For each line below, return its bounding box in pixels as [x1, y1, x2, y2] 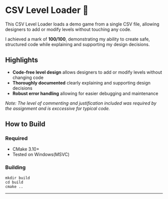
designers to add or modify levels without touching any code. [5, 26, 131, 32]
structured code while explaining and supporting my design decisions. [5, 41, 150, 47]
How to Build [5, 120, 46, 128]
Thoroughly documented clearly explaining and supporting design [12, 79, 151, 85]
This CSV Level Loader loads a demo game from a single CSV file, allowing [5, 21, 159, 27]
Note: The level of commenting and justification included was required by [5, 100, 156, 106]
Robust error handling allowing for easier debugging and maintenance [12, 90, 158, 96]
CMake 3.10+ [12, 146, 39, 152]
